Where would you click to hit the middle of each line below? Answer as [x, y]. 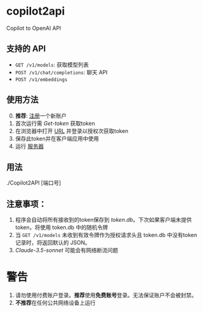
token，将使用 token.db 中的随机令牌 [62, 227]
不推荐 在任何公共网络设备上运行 [55, 303]
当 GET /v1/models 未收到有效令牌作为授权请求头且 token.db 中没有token [106, 235]
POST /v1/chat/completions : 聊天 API [61, 72]
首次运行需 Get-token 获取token [55, 123]
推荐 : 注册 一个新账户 [41, 115]
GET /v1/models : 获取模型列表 [52, 65]
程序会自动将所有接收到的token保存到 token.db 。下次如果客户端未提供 [103, 220]
